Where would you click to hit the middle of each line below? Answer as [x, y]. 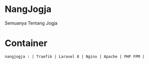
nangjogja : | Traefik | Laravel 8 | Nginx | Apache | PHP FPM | [74, 56]
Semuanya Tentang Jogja [31, 23]
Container [26, 43]
